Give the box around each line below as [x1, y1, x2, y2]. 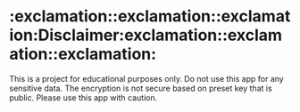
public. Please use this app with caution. [9, 92, 158, 103]
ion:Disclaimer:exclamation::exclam [9, 25, 283, 45]
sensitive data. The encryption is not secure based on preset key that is [9, 83, 272, 93]
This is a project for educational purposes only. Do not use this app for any [9, 73, 284, 84]
